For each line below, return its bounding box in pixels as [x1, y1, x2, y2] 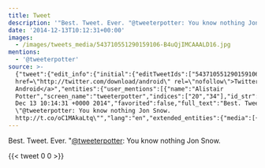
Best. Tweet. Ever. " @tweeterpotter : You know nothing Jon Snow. [8, 136, 221, 145]
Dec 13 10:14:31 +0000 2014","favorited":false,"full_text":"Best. [15, 99, 242, 107]
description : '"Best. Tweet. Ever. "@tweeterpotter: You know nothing [8, 19, 245, 27]
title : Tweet [8, 11, 51, 20]
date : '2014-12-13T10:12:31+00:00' [8, 26, 125, 34]
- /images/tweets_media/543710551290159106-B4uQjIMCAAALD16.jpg [15, 41, 231, 49]
